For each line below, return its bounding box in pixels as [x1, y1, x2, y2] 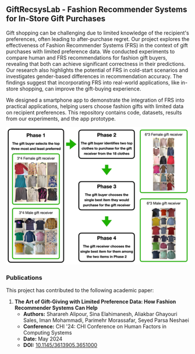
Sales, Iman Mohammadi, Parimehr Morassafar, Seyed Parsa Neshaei [23, 317, 189, 324]
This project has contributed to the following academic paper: [6, 287, 154, 294]
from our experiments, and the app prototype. [6, 115, 116, 122]
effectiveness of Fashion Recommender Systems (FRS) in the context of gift [6, 41, 188, 48]
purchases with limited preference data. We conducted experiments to [6, 48, 175, 55]
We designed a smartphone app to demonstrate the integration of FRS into [6, 96, 185, 103]
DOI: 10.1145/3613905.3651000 [23, 342, 98, 349]
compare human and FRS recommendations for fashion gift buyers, [6, 54, 168, 61]
